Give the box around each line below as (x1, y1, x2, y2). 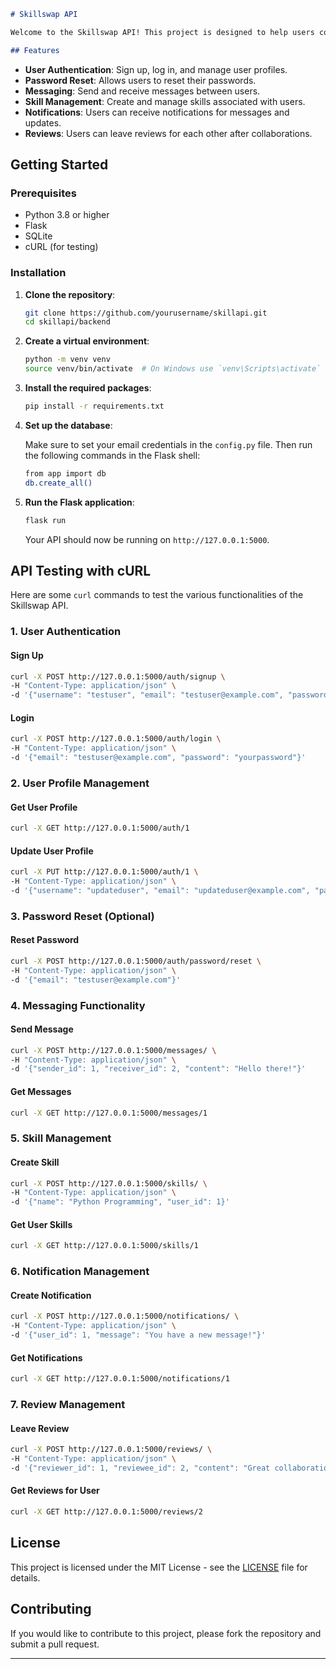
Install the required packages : (24, 382, 152, 394)
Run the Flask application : (24, 496, 135, 508)
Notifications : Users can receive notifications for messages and (24, 106, 290, 118)
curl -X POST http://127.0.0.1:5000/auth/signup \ (10, 671, 226, 682)
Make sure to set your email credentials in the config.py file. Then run (24, 438, 313, 450)
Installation (10, 266, 67, 280)
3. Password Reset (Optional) (10, 909, 155, 923)
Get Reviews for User (10, 1485, 100, 1497)
